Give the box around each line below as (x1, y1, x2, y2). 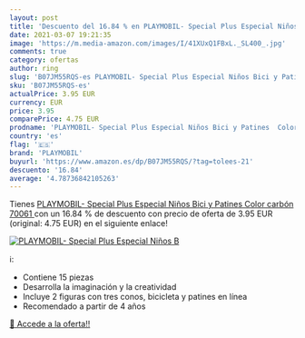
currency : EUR (9, 97, 64, 107)
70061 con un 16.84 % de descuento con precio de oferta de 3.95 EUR (9, 208, 273, 219)
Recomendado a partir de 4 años (22, 301, 146, 312)
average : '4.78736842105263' (9, 174, 120, 183)
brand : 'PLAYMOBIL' (9, 148, 84, 157)
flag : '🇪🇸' (9, 140, 54, 149)
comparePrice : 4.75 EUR (9, 114, 100, 124)
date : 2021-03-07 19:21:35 (9, 30, 112, 39)
